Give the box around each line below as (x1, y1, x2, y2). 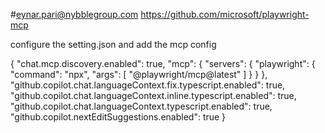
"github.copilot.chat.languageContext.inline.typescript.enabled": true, (10, 90, 297, 101)
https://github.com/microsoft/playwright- (140, 9, 310, 20)
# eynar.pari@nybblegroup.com (10, 9, 139, 20)
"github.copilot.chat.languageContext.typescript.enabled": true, (10, 100, 273, 112)
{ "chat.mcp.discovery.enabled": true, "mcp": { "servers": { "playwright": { (10, 58, 316, 69)
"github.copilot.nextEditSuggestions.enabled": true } (10, 111, 227, 123)
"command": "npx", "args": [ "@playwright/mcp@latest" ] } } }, (10, 69, 268, 80)
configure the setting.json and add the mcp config (10, 39, 217, 50)
